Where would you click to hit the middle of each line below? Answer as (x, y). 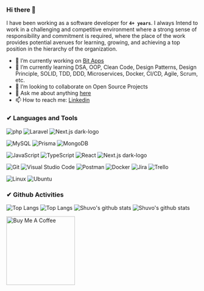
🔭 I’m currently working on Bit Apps (60, 61)
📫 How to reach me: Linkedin (52, 100)
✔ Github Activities (35, 195)
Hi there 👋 (21, 10)
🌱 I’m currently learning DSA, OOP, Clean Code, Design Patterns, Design (106, 67)
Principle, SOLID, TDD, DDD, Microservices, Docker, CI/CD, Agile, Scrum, (106, 74)
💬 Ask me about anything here (53, 93)
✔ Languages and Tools (42, 118)
